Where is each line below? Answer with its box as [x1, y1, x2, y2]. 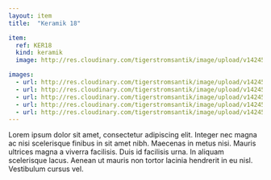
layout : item [8, 11, 52, 20]
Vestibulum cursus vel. [8, 164, 84, 174]
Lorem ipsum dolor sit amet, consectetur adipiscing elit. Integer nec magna [8, 130, 258, 140]
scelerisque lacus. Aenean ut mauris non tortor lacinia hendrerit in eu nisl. [8, 156, 253, 166]
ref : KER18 [15, 41, 52, 49]
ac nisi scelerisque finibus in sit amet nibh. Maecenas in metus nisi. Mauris [8, 138, 256, 149]
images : [8, 71, 35, 79]
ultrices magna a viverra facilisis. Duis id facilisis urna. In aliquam [8, 147, 224, 157]
